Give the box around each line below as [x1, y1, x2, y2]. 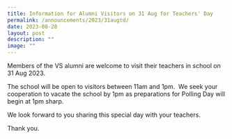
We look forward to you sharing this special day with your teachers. [7, 111, 201, 119]
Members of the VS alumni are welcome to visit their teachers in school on [7, 62, 221, 69]
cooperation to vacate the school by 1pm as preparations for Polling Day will [7, 90, 225, 98]
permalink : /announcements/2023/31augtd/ [7, 17, 130, 24]
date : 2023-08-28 [7, 23, 58, 30]
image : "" [7, 42, 36, 49]
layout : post [7, 29, 45, 37]
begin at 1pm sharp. [7, 97, 64, 105]
